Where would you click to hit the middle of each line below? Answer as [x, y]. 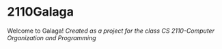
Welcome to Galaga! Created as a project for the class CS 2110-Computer [111, 31]
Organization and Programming [52, 37]
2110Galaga [40, 12]
